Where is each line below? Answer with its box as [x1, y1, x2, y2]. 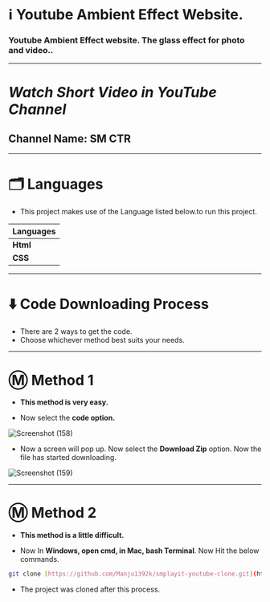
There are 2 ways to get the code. [19, 327, 133, 336]
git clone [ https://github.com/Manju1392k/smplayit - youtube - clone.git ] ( [8, 570, 257, 578]
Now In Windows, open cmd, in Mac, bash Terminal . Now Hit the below [19, 546, 260, 555]
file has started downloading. [19, 453, 117, 462]
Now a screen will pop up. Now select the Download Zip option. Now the [19, 444, 262, 454]
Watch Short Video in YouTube [8, 83, 217, 101]
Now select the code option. [19, 413, 116, 423]
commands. [19, 555, 59, 564]
